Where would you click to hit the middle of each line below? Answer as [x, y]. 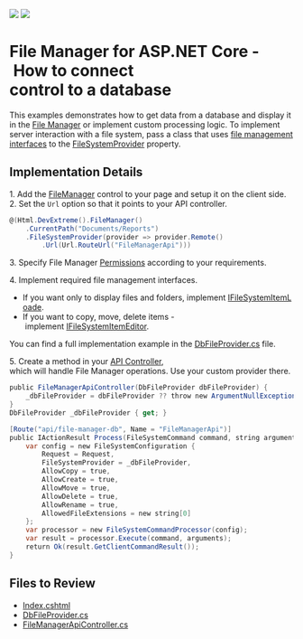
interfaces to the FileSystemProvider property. [95, 144]
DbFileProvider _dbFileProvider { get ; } [88, 413]
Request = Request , [78, 455]
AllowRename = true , [80, 505]
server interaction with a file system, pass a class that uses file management [151, 134]
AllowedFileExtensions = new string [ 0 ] [117, 513]
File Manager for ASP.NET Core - [134, 52]
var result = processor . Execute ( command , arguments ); [129, 539]
